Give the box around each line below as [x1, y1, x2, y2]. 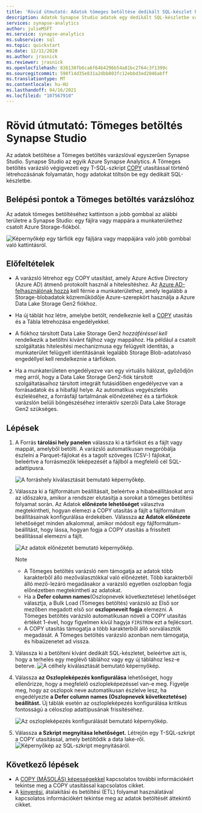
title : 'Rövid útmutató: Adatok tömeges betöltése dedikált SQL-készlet [6, 8, 192, 15]
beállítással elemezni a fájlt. [14, 533, 84, 540]
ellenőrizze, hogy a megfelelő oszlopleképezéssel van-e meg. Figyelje [14, 681, 189, 688]
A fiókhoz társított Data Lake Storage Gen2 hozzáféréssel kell [14, 330, 168, 337]
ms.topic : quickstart [6, 43, 61, 49]
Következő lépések [6, 759, 79, 770]
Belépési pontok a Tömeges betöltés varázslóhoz [6, 194, 195, 205]
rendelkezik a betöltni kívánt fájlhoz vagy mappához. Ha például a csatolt [14, 336, 196, 344]
